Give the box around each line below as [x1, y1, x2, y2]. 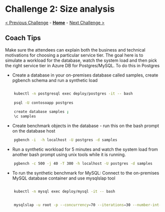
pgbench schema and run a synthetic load [12, 77, 98, 83]
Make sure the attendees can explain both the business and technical [5, 47, 146, 53]
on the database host [12, 128, 55, 133]
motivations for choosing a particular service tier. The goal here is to [5, 52, 143, 58]
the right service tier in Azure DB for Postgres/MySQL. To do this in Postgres [5, 62, 160, 68]
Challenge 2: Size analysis [5, 3, 115, 15]
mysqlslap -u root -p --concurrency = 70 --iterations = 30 [14, 203, 131, 208]
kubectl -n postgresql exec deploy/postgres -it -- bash [14, 91, 133, 96]
